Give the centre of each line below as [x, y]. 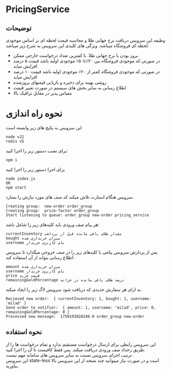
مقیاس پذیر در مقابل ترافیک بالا [42, 93]
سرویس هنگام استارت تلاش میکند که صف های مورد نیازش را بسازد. [70, 197]
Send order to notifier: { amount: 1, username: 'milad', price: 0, [81, 308]
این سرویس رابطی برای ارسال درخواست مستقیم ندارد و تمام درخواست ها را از [81, 344]
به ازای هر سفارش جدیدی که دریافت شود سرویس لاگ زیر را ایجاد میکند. [74, 289]
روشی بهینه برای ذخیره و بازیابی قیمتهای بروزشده [60, 82]
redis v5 [15, 141]
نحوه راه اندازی [34, 114]
